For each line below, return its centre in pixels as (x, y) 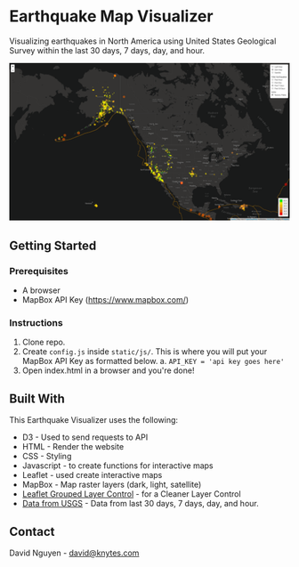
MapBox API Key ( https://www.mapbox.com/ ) (105, 300)
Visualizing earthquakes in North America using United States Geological (143, 41)
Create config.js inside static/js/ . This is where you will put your (145, 352)
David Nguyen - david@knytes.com (74, 553)
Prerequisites (39, 271)
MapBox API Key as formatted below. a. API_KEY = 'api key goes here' (153, 361)
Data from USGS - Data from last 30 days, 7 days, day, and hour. (141, 504)
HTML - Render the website (73, 447)
